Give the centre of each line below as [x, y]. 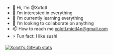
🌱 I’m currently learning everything [48, 18]
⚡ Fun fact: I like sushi [35, 36]
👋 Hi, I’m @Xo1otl [30, 8]
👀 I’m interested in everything [43, 13]
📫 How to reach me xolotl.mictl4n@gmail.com [60, 29]
